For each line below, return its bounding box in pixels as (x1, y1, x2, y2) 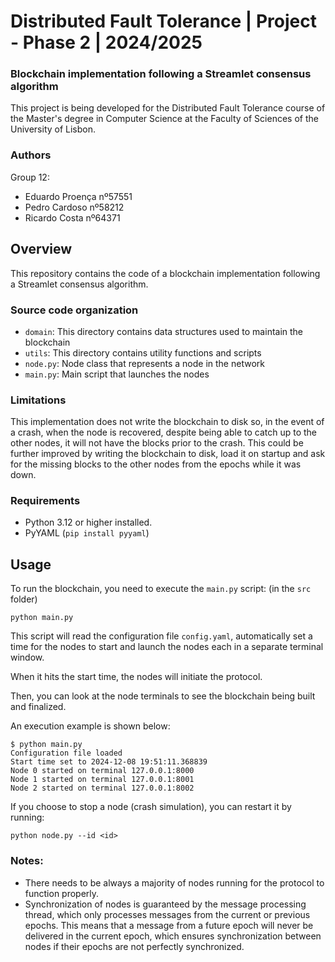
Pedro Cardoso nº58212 (24, 201, 125, 213)
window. (10, 651, 45, 664)
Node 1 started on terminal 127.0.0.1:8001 (10, 775, 195, 785)
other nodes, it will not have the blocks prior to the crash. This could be (10, 437, 304, 449)
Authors (10, 148, 52, 162)
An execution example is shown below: (10, 720, 171, 732)
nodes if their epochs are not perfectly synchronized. (24, 940, 245, 952)
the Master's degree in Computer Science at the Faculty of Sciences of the (10, 113, 319, 125)
